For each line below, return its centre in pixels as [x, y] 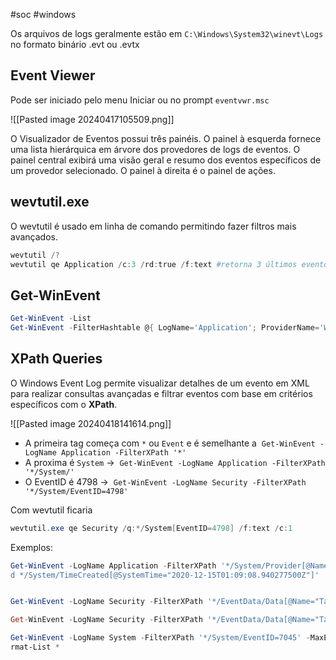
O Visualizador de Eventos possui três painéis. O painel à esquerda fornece [166, 138]
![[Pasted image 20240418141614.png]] [91, 423]
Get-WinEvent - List [51, 319]
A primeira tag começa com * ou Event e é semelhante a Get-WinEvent [170, 443]
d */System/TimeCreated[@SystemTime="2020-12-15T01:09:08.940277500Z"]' [165, 575]
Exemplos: [31, 547]
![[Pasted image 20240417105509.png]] [92, 119]
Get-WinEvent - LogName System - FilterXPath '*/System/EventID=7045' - [160, 638]
